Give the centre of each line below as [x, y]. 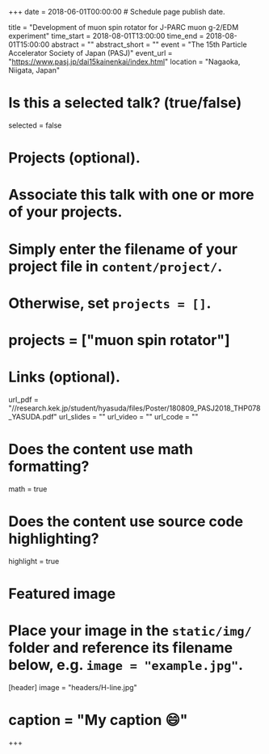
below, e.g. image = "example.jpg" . [126, 665]
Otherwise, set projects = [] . [110, 303]
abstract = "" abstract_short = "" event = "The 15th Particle [149, 44]
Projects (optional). [75, 158]
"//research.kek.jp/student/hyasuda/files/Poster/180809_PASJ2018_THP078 [134, 408]
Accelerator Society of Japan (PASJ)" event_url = [90, 53]
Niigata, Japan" [34, 70]
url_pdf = [23, 399]
